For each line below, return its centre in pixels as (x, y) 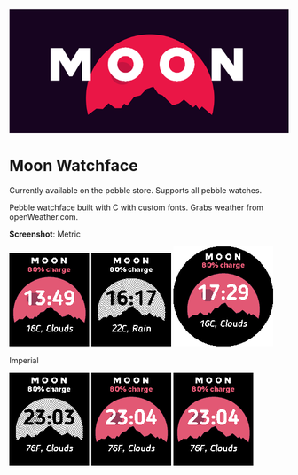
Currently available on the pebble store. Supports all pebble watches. (136, 190)
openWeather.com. (44, 216)
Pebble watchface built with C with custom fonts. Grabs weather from (137, 207)
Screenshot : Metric (45, 234)
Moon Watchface (74, 166)
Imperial (24, 360)
